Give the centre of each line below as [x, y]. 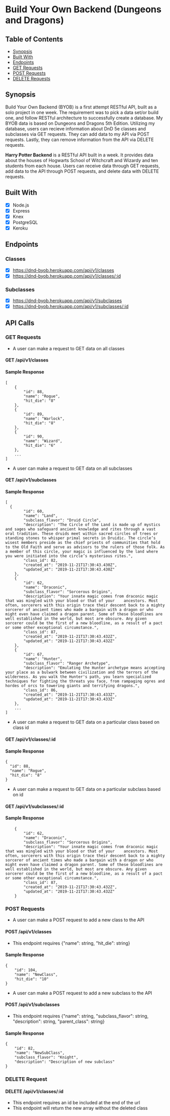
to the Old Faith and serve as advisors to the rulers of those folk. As [85, 547]
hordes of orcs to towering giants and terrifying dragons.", [73, 686]
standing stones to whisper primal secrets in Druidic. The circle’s [81, 538]
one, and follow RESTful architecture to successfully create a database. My [84, 118]
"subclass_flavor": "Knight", [47, 1057]
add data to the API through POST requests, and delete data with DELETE [82, 171]
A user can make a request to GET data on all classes [68, 348]
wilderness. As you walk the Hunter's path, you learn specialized [78, 677]
